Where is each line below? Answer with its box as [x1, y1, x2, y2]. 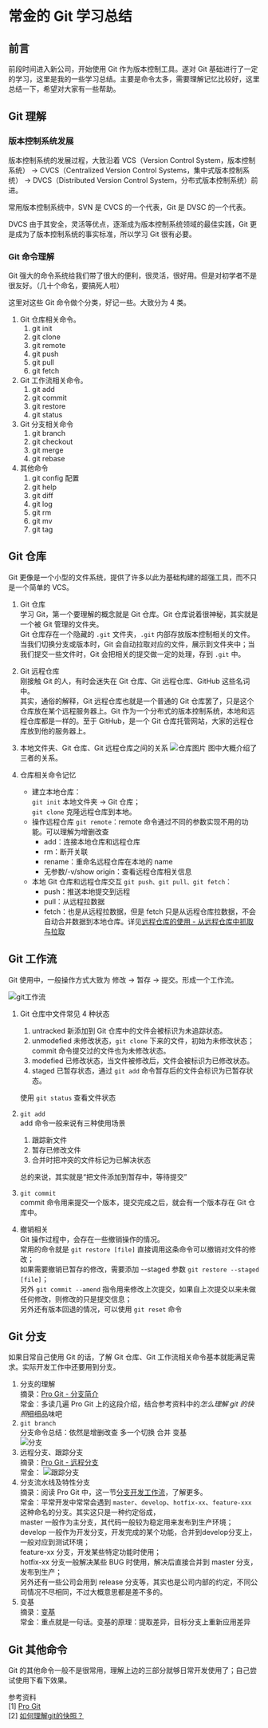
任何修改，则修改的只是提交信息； [19, 1294, 132, 1303]
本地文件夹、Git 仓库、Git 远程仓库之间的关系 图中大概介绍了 [19, 743, 258, 753]
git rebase [31, 453, 65, 463]
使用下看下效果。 [14, 1675, 72, 1685]
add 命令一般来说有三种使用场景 [19, 1118, 126, 1128]
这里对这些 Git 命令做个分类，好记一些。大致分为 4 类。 [8, 297, 191, 307]
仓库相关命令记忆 [19, 769, 77, 779]
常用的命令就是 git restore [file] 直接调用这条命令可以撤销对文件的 [19, 1244, 250, 1254]
